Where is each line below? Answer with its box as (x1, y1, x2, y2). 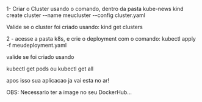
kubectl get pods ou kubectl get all (6, 65, 93, 72)
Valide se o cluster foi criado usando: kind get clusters (6, 24, 143, 30)
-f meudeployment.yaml (6, 42, 67, 49)
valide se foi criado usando (6, 53, 74, 60)
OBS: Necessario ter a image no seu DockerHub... (6, 89, 132, 96)
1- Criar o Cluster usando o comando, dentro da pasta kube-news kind (6, 5, 184, 12)
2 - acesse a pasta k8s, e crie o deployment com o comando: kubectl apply (6, 35, 197, 42)
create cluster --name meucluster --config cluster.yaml (6, 12, 145, 19)
